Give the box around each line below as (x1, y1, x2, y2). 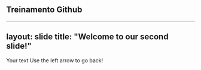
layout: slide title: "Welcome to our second (6, 32, 169, 42)
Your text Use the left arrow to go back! (6, 56, 103, 64)
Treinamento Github (6, 5, 83, 15)
